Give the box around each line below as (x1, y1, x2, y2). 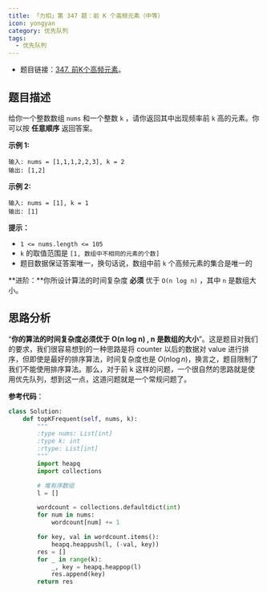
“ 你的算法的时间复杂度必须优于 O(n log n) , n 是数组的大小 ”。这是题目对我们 (8, 334, 259, 344)
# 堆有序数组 (37, 481, 75, 490)
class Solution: (8, 407, 63, 415)
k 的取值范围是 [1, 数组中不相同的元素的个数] (19, 248, 160, 258)
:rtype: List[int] (37, 445, 99, 453)
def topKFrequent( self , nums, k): (22, 414, 138, 423)
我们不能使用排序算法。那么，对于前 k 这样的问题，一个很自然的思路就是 (8, 364, 249, 374)
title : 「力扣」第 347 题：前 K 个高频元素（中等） (8, 11, 164, 20)
